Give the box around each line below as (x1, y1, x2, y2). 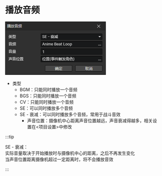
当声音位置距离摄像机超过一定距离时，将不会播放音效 (5, 156, 114, 162)
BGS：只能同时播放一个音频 (19, 93, 77, 99)
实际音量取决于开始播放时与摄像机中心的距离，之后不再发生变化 (5, 150, 135, 156)
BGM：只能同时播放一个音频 (19, 86, 78, 92)
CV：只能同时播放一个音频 (19, 99, 74, 105)
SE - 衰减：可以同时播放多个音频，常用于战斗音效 (19, 111, 121, 117)
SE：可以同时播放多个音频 (19, 105, 73, 111)
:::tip (5, 133, 14, 139)
